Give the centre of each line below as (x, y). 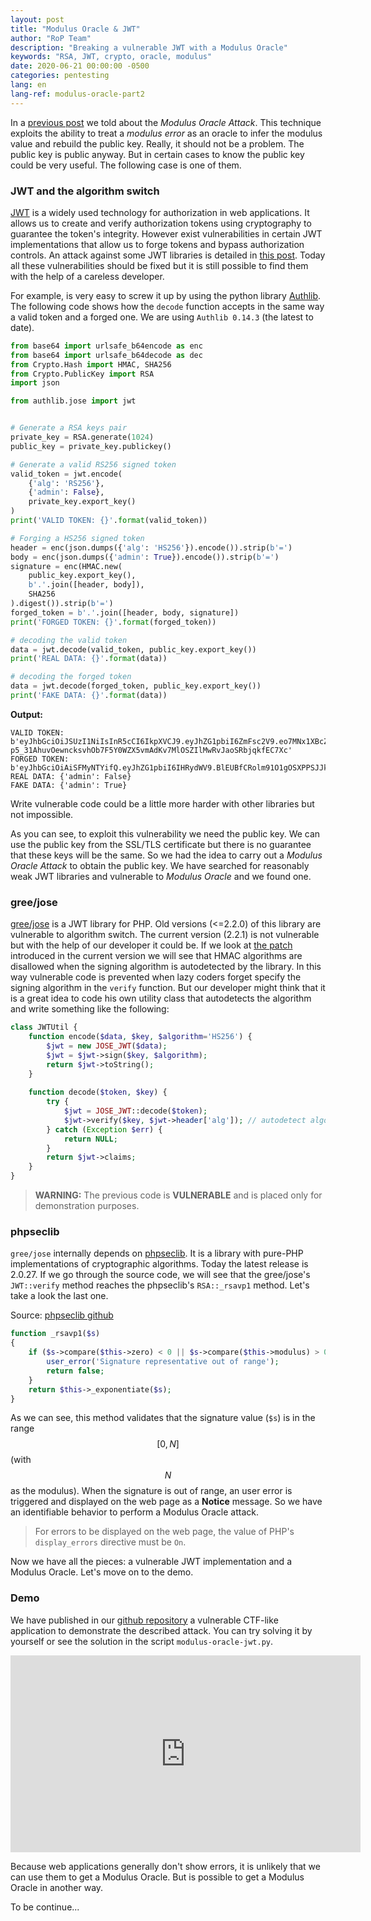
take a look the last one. (59, 1296)
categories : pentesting (60, 76)
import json (35, 383)
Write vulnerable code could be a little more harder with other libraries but (162, 803)
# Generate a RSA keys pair (69, 428)
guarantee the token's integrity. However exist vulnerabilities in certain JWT (166, 233)
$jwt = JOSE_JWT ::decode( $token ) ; (135, 1111)
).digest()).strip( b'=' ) (62, 604)
